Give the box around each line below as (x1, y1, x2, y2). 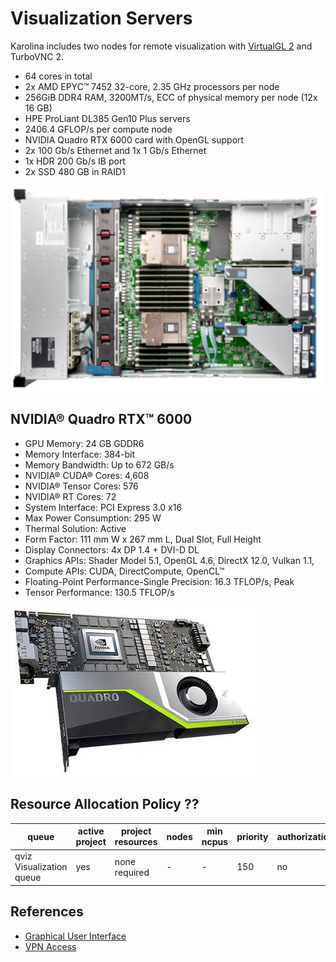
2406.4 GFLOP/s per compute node (24, 123, 173, 135)
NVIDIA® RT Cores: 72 (24, 490, 117, 502)
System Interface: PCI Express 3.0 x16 (24, 501, 183, 513)
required (114, 866, 150, 878)
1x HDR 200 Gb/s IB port (24, 155, 126, 167)
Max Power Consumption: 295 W (24, 512, 162, 524)
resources (114, 836, 158, 848)
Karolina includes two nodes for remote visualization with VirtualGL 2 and (10, 40, 313, 52)
